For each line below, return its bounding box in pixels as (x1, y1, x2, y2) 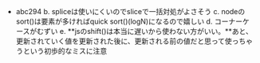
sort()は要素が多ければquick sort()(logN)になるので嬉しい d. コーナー (15, 17, 243, 26)
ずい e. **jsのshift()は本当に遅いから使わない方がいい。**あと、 (43, 27, 253, 35)
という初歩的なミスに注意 (22, 46, 108, 55)
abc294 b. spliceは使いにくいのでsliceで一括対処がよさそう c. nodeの (15, 7, 246, 16)
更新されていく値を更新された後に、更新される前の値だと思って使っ (15, 36, 239, 46)
